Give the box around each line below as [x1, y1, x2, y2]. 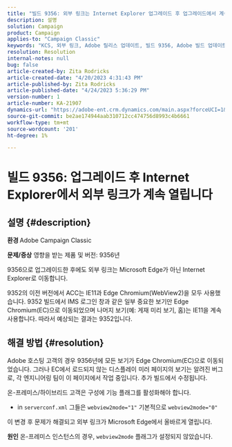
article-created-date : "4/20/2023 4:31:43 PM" [7, 74, 144, 81]
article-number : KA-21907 [7, 100, 81, 107]
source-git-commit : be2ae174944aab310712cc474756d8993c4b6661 [7, 112, 190, 119]
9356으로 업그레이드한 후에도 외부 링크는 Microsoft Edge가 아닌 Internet [7, 266, 205, 274]
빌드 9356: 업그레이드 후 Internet [7, 170, 190, 186]
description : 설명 [7, 17, 57, 23]
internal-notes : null [7, 55, 70, 62]
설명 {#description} [7, 217, 91, 228]
